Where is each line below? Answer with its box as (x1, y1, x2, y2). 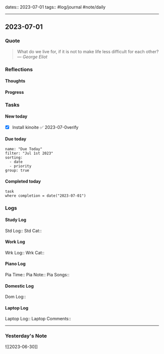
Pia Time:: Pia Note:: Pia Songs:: (5, 271, 70, 277)
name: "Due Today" (5, 146, 42, 152)
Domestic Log (5, 283, 34, 289)
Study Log (5, 217, 27, 223)
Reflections (5, 66, 33, 73)
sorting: (5, 155, 23, 160)
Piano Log (5, 261, 26, 267)
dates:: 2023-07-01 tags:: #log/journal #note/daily (5, 4, 106, 10)
